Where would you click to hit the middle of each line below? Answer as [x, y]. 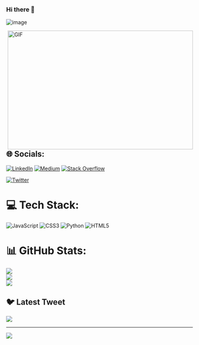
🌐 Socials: [25, 154]
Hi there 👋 [21, 10]
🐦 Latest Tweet [36, 302]
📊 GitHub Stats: [46, 250]
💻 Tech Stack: [43, 205]
